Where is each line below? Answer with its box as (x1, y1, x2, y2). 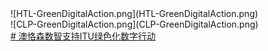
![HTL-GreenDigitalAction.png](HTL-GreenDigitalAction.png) (10, 8, 259, 19)
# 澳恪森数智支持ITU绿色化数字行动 (10, 30, 157, 42)
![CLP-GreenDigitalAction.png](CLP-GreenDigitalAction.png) (10, 18, 259, 30)
